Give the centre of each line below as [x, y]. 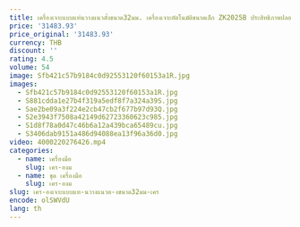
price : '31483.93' [43, 26]
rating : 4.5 [31, 59]
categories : [31, 150]
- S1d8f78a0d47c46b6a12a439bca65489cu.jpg [98, 126]
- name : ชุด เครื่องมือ [50, 175]
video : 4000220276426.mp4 [57, 142]
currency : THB [36, 42]
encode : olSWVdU [39, 201]
